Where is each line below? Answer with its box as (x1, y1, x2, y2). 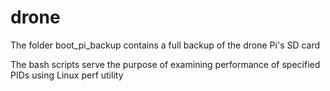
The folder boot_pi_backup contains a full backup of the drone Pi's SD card (10, 39, 321, 51)
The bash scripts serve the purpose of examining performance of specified (10, 58, 321, 70)
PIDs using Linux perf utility (10, 69, 124, 81)
